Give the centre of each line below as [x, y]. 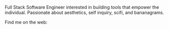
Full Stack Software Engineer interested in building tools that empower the [82, 7]
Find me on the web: [26, 22]
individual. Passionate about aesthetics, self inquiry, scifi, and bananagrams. [85, 12]
